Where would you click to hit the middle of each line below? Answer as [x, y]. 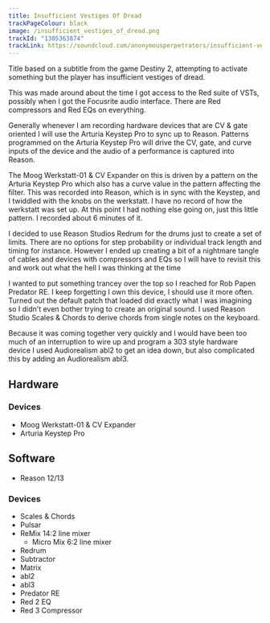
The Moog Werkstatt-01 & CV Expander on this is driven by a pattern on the [133, 175]
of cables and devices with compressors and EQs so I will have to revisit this [135, 259]
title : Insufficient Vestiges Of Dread [75, 16]
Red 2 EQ [35, 601]
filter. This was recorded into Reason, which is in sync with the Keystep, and [134, 192]
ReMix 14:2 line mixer [55, 533]
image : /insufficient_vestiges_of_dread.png [84, 31]
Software [32, 458]
